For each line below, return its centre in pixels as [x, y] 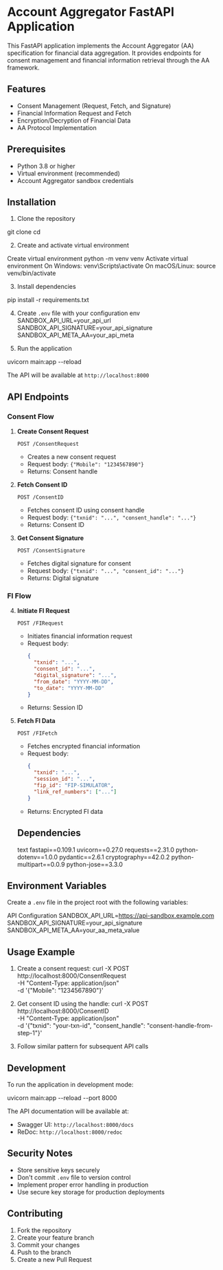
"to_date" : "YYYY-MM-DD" [69, 688]
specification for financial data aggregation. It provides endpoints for [104, 53]
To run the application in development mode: [70, 1084]
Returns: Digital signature [63, 578]
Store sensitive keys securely [58, 1170]
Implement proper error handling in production [83, 1185]
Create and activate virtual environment [73, 246]
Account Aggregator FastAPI [91, 12]
